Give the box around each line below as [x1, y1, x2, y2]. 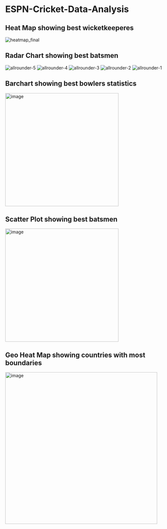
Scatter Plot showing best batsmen [5, 215, 118, 224]
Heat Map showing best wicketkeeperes [5, 24, 134, 32]
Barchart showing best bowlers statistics [5, 79, 137, 88]
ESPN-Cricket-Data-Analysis [5, 4, 129, 15]
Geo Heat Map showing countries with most [5, 350, 146, 359]
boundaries [5, 359, 42, 367]
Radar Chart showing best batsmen [5, 51, 119, 60]
